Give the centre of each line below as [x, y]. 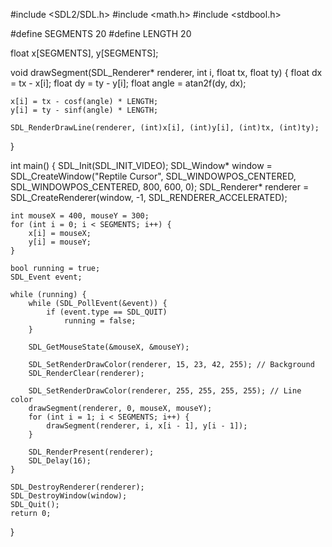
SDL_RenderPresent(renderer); [91, 452]
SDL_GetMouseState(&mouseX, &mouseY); [109, 347]
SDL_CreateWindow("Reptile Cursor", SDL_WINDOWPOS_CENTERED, [153, 176]
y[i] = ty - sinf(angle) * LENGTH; [84, 110]
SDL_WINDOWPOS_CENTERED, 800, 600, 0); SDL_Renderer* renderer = [160, 187]
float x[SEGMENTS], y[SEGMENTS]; [84, 53]
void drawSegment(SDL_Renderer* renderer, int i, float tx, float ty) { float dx [166, 72]
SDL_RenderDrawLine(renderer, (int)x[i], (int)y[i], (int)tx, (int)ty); [165, 128]
